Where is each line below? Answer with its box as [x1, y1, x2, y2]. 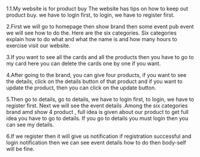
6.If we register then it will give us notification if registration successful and [6, 133, 192, 140]
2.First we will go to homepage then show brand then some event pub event [6, 23, 194, 30]
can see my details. [6, 121, 54, 128]
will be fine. [6, 146, 35, 152]
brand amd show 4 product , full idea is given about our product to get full [6, 109, 189, 115]
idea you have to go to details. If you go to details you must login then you [6, 115, 189, 122]
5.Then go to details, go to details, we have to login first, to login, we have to [6, 96, 195, 103]
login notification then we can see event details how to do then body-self [6, 139, 187, 146]
